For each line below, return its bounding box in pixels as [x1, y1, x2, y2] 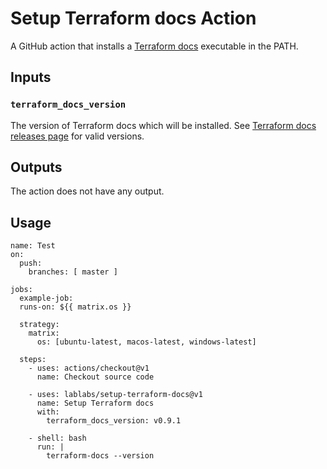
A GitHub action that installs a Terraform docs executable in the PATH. [10, 40, 299, 52]
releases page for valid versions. [10, 130, 145, 142]
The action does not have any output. [10, 185, 165, 197]
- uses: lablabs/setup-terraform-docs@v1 [28, 390, 203, 400]
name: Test [10, 241, 56, 251]
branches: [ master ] [28, 267, 118, 277]
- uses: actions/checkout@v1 [28, 363, 150, 374]
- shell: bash [28, 433, 87, 444]
